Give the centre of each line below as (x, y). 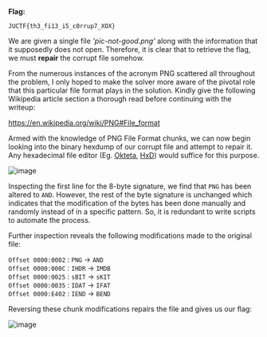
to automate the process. (49, 220)
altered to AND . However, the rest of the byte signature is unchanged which (130, 194)
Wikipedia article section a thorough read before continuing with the (120, 99)
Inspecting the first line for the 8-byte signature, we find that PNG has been (130, 186)
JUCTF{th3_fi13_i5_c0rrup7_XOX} (62, 26)
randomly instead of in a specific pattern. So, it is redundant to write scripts (132, 212)
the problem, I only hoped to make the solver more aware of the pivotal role (132, 82)
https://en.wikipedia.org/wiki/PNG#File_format (84, 123)
